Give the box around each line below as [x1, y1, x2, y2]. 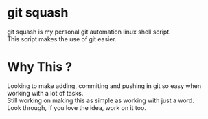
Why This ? [7, 59, 73, 75]
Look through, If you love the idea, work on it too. [7, 103, 146, 111]
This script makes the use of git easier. [7, 34, 117, 43]
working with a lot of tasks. [7, 89, 84, 97]
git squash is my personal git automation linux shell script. [7, 28, 172, 36]
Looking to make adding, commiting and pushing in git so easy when [7, 81, 201, 90]
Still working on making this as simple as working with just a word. [7, 96, 194, 105]
